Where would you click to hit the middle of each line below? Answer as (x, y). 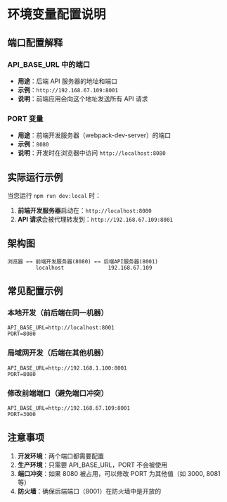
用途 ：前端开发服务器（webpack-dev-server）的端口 (94, 135)
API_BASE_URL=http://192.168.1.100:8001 (67, 368)
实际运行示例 (35, 177)
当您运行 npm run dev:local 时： (54, 195)
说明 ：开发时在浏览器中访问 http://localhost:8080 (92, 153)
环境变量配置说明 (57, 14)
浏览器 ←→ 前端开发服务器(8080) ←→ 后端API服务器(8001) (83, 261)
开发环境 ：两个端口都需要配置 (60, 456)
